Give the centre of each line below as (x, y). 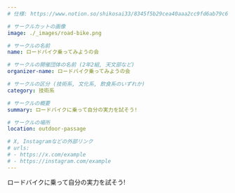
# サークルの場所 (29, 122)
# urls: (19, 148)
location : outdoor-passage (47, 129)
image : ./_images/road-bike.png (54, 33)
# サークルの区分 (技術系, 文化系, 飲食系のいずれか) (76, 84)
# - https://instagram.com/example (59, 161)
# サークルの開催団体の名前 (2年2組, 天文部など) (71, 65)
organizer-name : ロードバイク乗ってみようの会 (69, 72)
